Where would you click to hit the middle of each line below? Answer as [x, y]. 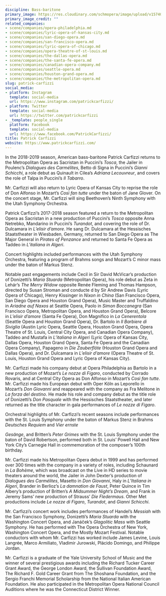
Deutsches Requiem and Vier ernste [42, 425]
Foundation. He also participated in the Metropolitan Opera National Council [82, 584]
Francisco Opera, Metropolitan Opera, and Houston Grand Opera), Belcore [81, 311]
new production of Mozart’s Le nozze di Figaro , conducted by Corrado [77, 373]
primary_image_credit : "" [32, 19]
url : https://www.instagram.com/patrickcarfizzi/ [62, 102]
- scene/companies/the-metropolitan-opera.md [53, 79]
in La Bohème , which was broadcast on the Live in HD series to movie [76, 470]
